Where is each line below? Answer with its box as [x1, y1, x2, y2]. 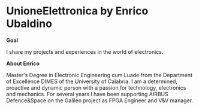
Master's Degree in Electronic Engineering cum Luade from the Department [6, 71, 193, 78]
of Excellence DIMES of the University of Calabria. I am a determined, [6, 78, 178, 85]
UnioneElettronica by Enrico [6, 4, 149, 18]
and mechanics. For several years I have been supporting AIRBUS [6, 90, 169, 97]
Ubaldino [6, 17, 53, 30]
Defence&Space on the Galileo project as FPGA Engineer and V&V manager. [6, 97, 194, 104]
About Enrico [6, 60, 40, 67]
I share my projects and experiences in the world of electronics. [6, 48, 164, 55]
